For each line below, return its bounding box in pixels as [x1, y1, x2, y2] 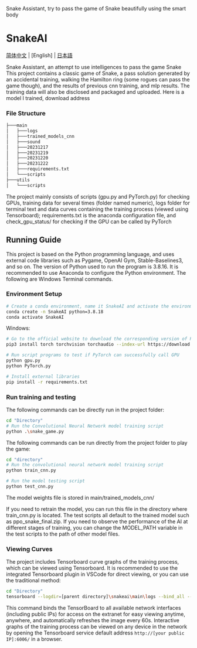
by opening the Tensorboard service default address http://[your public [6, 629, 185, 636]
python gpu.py [6, 357, 41, 364]
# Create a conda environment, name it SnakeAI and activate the [6, 303, 169, 309]
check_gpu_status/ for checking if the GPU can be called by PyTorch [6, 218, 172, 225]
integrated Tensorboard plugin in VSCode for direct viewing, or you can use [6, 571, 189, 578]
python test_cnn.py [6, 483, 54, 490]
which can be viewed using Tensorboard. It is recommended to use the [6, 565, 178, 572]
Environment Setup [6, 290, 63, 298]
